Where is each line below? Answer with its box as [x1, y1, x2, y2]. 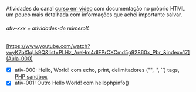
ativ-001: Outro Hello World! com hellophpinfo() [14, 79, 129, 87]
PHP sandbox [14, 73, 48, 80]
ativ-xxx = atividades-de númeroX [6, 25, 89, 32]
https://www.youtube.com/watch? [8, 43, 90, 50]
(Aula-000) [6, 55, 33, 62]
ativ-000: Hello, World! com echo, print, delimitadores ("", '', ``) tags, [14, 67, 180, 74]
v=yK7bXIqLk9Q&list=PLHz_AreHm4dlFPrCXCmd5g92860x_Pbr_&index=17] [6, 49, 190, 56]
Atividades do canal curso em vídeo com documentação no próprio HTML [6, 5, 185, 12]
